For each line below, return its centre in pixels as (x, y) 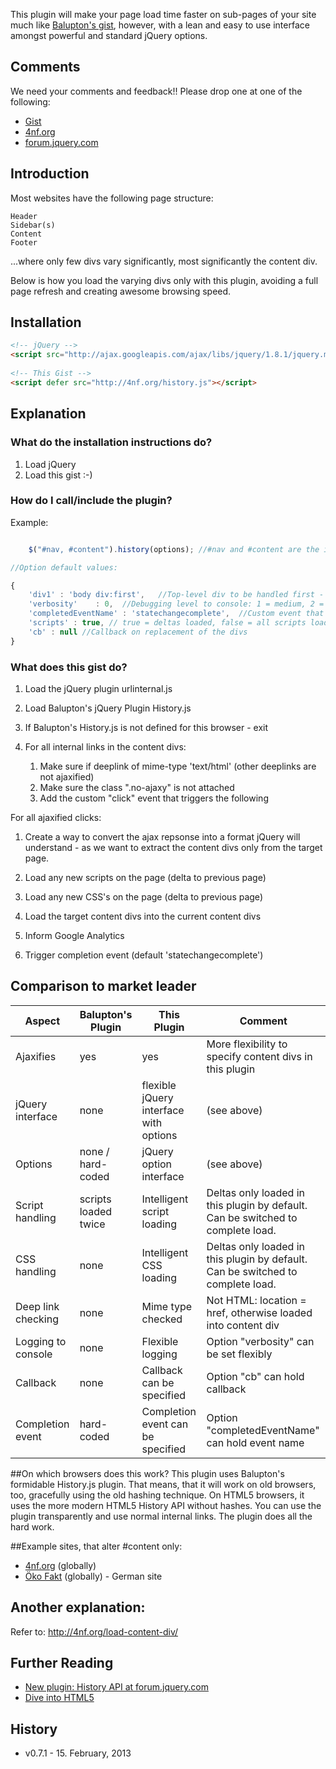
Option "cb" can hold (255, 1376)
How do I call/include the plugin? (91, 501)
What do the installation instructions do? (111, 442)
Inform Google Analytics (74, 935)
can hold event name (255, 1442)
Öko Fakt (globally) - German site (93, 1576)
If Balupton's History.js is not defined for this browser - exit (146, 727)
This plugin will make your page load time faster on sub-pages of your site (163, 14)
